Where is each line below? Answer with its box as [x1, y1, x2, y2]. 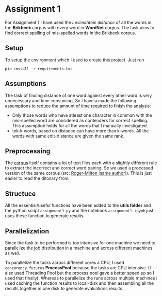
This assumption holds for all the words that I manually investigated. [12, 123, 148, 129]
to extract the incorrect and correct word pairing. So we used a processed [5, 165, 154, 171]
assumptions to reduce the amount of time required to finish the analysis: [5, 103, 151, 109]
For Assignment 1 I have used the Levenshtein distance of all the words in [5, 19, 152, 25]
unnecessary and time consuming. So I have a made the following [5, 97, 137, 103]
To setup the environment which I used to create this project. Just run [5, 57, 145, 63]
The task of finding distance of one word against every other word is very [5, 92, 152, 98]
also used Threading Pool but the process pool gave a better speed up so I [5, 270, 154, 276]
